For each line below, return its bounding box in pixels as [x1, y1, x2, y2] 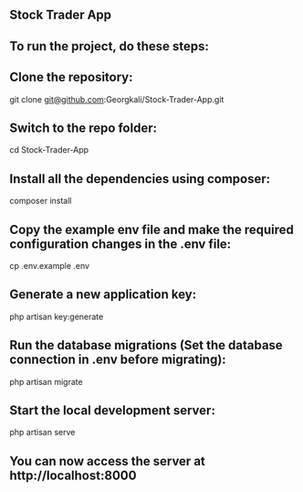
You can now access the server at [9, 453, 205, 469]
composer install [9, 196, 72, 207]
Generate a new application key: [9, 287, 197, 303]
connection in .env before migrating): [9, 352, 226, 368]
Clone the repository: [9, 70, 133, 85]
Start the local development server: [9, 402, 216, 419]
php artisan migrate [9, 376, 84, 387]
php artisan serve [9, 427, 76, 438]
